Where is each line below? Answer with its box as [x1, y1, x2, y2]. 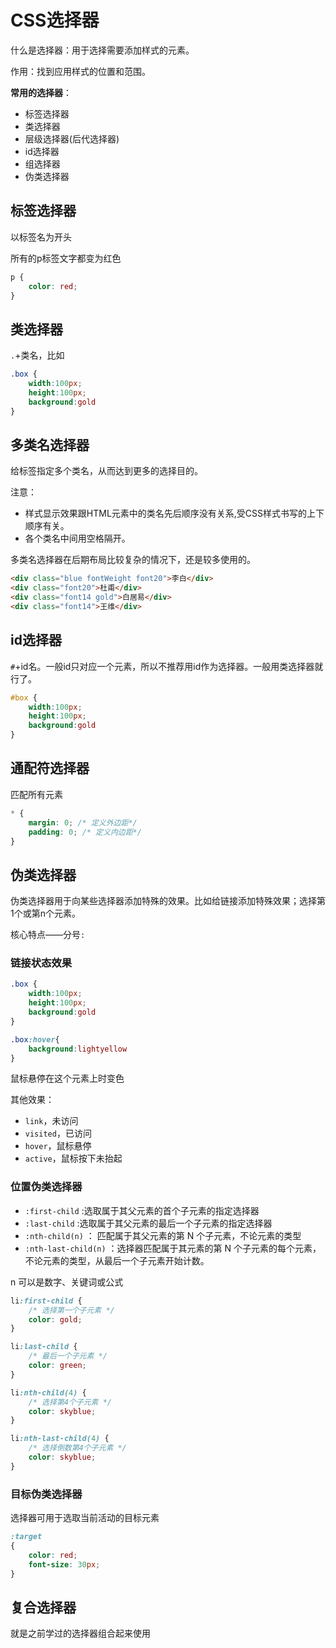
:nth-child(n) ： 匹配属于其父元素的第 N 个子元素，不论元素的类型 [24, 1229, 302, 1241]
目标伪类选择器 [10, 1487, 83, 1501]
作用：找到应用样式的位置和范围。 [10, 65, 151, 77]
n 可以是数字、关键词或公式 [10, 1276, 124, 1288]
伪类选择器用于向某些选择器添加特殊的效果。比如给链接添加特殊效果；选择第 [10, 895, 326, 907]
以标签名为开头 [10, 231, 72, 243]
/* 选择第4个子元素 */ [28, 1397, 112, 1407]
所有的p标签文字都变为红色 [10, 252, 122, 264]
